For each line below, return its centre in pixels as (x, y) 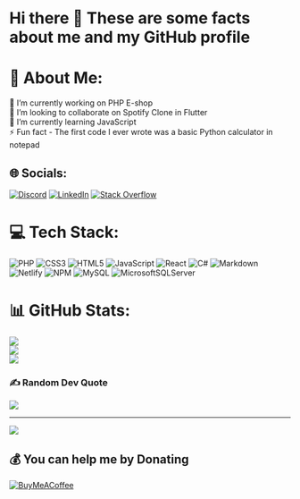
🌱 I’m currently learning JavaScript (73, 122)
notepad (25, 145)
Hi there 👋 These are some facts (130, 18)
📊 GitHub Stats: (70, 311)
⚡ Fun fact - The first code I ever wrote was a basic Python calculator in (142, 132)
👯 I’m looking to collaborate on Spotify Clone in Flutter (108, 113)
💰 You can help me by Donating (99, 459)
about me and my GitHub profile (130, 37)
